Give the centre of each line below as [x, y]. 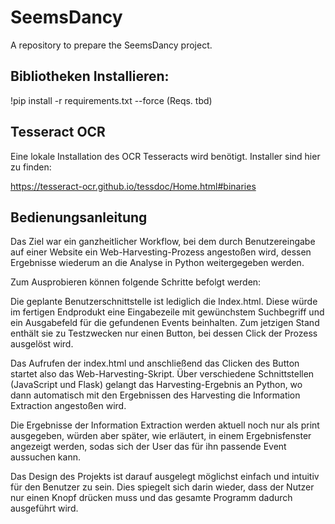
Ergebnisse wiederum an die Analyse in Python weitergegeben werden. [157, 263]
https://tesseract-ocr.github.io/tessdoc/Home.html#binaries [133, 186]
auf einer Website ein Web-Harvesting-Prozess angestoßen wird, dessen [161, 252]
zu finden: [31, 167]
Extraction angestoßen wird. [68, 406]
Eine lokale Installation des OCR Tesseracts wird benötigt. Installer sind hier [165, 156]
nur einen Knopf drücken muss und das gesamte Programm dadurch [151, 498]
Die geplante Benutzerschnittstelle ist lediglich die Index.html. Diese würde [164, 302]
